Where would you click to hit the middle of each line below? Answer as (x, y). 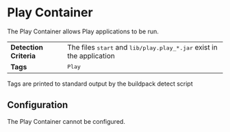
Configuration (38, 105)
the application (91, 56)
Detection (27, 47)
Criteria (23, 56)
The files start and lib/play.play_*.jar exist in (142, 47)
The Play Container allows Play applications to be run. (83, 31)
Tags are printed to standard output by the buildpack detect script (100, 84)
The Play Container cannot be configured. (66, 121)
